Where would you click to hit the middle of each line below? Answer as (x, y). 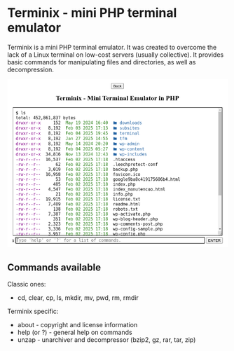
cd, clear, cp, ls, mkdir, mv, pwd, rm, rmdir (78, 298)
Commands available (54, 267)
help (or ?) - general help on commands (75, 332)
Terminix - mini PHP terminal (92, 13)
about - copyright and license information (77, 325)
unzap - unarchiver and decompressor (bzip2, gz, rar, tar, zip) (106, 340)
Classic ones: (27, 284)
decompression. (31, 69)
